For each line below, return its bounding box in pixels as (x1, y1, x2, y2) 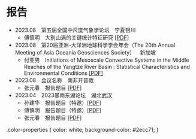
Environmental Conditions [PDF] (23, 69, 103, 77)
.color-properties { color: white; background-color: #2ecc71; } (6, 126, 159, 133)
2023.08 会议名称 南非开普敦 (14, 76, 94, 84)
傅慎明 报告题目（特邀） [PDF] (23, 106, 102, 114)
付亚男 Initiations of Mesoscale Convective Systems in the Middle (23, 56, 189, 64)
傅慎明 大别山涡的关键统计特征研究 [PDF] (23, 34, 129, 41)
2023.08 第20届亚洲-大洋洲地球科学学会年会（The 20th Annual (14, 41, 176, 49)
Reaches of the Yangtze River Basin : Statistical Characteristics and (23, 63, 191, 70)
